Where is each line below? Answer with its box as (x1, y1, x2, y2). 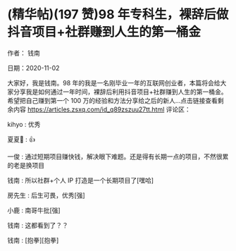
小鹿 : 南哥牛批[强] (7, 206, 61, 214)
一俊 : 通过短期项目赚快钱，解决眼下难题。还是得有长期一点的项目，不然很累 (7, 152, 229, 161)
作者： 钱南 (7, 49, 40, 57)
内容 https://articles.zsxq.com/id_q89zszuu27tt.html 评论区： (13, 105, 192, 114)
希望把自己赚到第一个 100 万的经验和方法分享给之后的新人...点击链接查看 (7, 96, 218, 104)
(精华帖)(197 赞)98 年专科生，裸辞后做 (7, 6, 229, 23)
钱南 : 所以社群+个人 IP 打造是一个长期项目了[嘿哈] (7, 176, 154, 184)
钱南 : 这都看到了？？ (7, 221, 68, 229)
